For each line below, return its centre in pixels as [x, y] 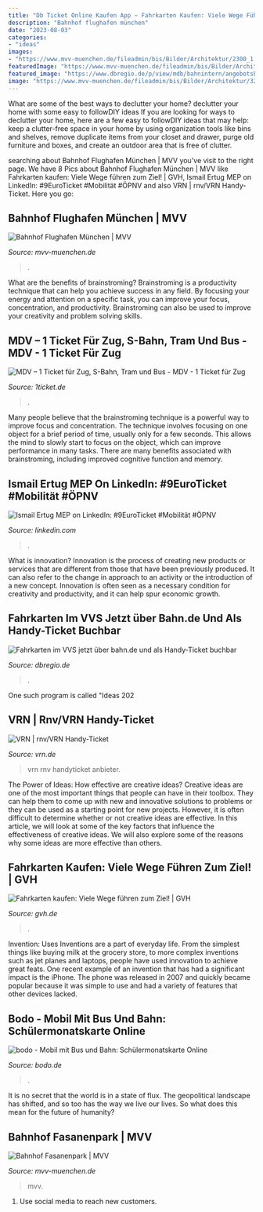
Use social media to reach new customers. [88, 1201]
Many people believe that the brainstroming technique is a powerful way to [129, 417]
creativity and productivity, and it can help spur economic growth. [114, 594]
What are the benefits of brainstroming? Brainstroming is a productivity [122, 282]
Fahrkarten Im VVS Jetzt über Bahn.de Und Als [125, 619]
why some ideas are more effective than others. [85, 843]
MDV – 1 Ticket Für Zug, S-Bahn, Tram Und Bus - [128, 341]
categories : [27, 37]
